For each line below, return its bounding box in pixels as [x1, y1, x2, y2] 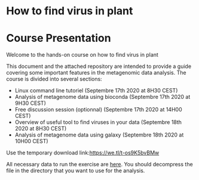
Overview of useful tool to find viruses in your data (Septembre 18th [14, 119, 182, 126]
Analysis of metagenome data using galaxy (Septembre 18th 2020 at [14, 131, 184, 138]
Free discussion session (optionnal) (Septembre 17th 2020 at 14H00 [14, 106, 182, 113]
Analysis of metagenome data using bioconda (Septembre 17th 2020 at [14, 94, 191, 101]
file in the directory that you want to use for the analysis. [6, 167, 145, 174]
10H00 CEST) [14, 138, 49, 145]
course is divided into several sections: [6, 76, 103, 83]
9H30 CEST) [14, 100, 46, 107]
